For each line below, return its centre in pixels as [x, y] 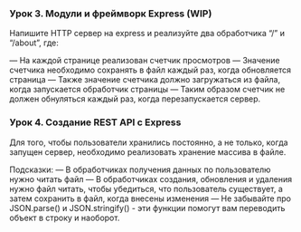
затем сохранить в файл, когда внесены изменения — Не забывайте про [150, 198]
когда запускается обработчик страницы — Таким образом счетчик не [147, 90]
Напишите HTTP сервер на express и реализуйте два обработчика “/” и [147, 34]
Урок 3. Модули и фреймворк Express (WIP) [111, 14]
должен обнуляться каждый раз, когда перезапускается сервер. [135, 99]
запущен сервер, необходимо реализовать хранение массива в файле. [148, 151]
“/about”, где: [34, 43]
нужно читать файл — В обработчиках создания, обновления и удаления [150, 179]
